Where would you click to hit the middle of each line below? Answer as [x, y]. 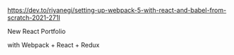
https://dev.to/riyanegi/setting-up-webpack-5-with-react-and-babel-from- [117, 10]
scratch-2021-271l [34, 18]
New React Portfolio [37, 31]
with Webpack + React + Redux [53, 45]
